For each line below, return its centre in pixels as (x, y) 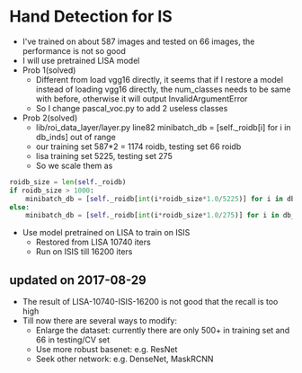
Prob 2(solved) (50, 118)
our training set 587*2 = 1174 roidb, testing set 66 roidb (138, 147)
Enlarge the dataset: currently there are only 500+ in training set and (163, 331)
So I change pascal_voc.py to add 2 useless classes (132, 108)
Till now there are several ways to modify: (100, 321)
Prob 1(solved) (49, 70)
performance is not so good (74, 50)
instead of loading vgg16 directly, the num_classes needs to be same (163, 89)
